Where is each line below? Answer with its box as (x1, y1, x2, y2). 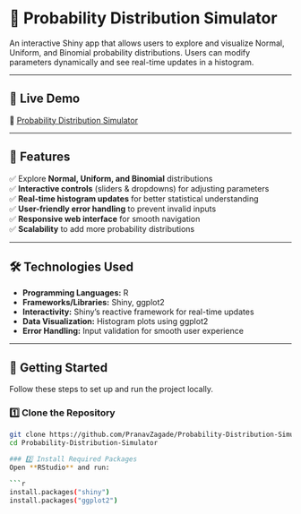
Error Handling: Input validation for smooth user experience (21, 326, 245, 337)
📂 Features (9, 150, 71, 165)
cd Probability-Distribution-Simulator (9, 439, 159, 448)
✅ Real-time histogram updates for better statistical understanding (9, 193, 259, 204)
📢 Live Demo (9, 91, 81, 107)
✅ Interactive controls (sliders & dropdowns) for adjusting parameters (9, 183, 270, 193)
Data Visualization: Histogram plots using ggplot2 (21, 316, 209, 327)
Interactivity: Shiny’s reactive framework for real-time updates (21, 306, 254, 317)
